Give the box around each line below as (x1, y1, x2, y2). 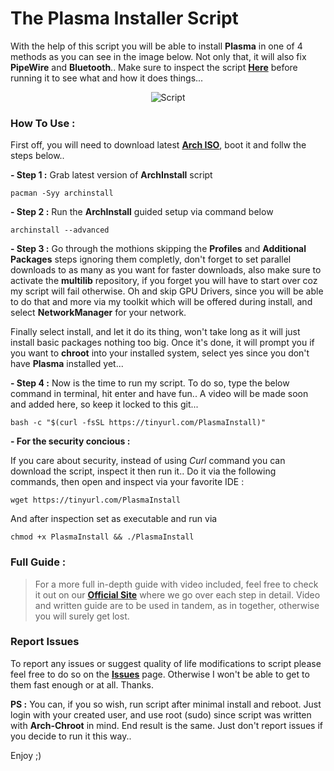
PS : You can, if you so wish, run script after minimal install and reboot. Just (10, 698, 322, 710)
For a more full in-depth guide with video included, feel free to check (34, 578, 319, 590)
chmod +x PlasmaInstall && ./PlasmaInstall (10, 532, 195, 542)
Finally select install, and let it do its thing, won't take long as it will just (10, 326, 301, 338)
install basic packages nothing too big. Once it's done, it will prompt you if (10, 337, 315, 349)
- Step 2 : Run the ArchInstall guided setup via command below (10, 206, 274, 218)
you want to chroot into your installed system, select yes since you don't (10, 347, 310, 359)
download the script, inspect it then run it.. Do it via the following (10, 465, 277, 477)
